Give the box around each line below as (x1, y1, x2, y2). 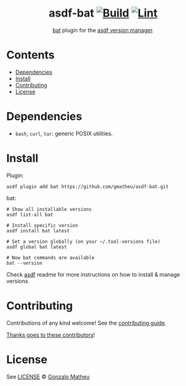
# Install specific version (6, 222, 79, 229)
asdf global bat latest (6, 243, 68, 250)
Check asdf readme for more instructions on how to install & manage (6, 270, 180, 278)
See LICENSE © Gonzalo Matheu (6, 372, 90, 380)
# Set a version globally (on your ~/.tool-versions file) (6, 238, 161, 245)
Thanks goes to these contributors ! (6, 331, 95, 338)
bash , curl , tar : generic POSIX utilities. (15, 130, 113, 137)
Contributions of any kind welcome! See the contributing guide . (6, 319, 167, 326)
